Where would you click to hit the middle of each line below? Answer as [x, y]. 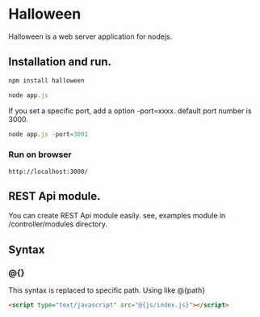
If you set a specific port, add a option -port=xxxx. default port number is [130, 111]
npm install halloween [46, 80]
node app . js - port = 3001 [48, 134]
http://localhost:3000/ [48, 171]
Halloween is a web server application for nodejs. [90, 36]
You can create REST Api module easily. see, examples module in [117, 216]
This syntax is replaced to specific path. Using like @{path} [107, 290]
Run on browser [40, 154]
